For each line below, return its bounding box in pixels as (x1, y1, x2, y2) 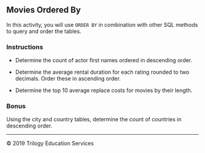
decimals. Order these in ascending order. (15, 75, 121, 82)
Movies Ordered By (6, 5, 81, 15)
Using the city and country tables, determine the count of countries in (6, 116, 182, 123)
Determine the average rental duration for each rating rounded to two (15, 68, 190, 76)
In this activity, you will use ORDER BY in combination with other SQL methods (6, 21, 198, 28)
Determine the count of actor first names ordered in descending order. (15, 57, 193, 64)
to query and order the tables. (6, 27, 82, 35)
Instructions (6, 43, 44, 51)
